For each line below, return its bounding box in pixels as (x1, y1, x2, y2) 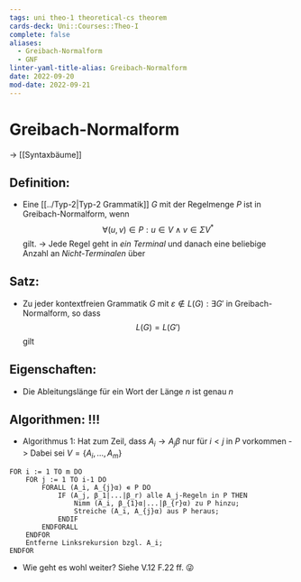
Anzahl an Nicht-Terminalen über (22, 248, 146, 259)
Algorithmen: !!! (9, 412, 101, 428)
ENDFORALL (41, 522, 78, 532)
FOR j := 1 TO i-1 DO (25, 476, 106, 485)
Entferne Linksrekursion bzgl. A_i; (25, 539, 164, 548)
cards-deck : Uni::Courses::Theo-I (9, 22, 140, 31)
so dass (71, 308, 101, 319)
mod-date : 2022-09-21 (9, 80, 91, 89)
